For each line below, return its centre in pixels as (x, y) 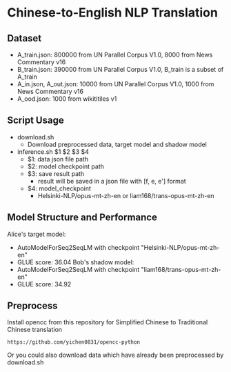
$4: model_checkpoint (59, 188)
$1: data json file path (58, 159)
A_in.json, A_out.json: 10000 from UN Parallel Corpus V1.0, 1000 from (115, 84)
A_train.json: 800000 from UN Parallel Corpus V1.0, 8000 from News (115, 55)
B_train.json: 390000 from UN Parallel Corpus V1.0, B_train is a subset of (120, 69)
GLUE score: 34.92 (44, 284)
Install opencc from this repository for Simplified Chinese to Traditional (108, 322)
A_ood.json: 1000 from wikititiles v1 (67, 99)
